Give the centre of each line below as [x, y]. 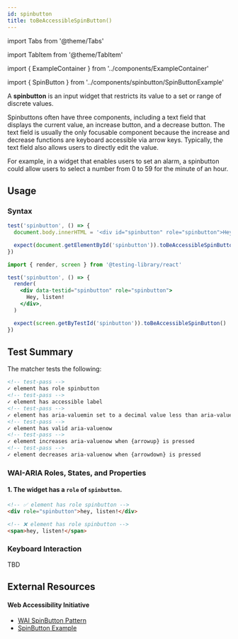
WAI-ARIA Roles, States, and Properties [77, 473]
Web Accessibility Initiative [49, 605]
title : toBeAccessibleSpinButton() [60, 21]
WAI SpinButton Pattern [52, 621]
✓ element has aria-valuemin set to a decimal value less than [103, 415]
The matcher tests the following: [55, 369]
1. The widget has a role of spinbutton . [65, 490]
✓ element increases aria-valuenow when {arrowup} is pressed [101, 442]
